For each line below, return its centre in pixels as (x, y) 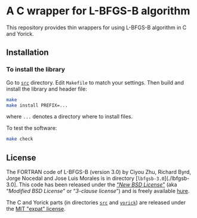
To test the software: (32, 128)
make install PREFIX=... (37, 105)
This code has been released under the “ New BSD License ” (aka (98, 185)
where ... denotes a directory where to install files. (70, 117)
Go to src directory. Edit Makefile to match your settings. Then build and (95, 82)
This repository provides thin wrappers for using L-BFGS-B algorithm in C (96, 27)
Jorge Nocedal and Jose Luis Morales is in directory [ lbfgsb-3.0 (85, 178)
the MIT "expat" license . (36, 209)
